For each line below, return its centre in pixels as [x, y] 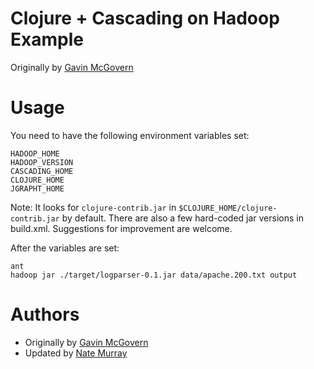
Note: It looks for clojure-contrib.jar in [93, 207]
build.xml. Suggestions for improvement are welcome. [121, 228]
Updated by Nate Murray [76, 353]
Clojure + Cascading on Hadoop [145, 18]
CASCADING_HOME [42, 171]
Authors [45, 314]
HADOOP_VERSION [42, 162]
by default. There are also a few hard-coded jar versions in [182, 218]
